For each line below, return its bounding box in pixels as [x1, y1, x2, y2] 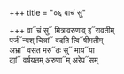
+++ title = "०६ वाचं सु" [9, 8, 87, 18]
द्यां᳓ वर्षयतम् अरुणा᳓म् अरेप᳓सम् [9, 55, 99, 65]
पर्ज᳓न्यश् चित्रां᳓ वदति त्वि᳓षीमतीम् [9, 35, 104, 45]
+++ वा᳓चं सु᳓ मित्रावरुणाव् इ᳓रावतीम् [9, 26, 115, 35]
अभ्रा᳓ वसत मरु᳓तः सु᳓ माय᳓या [9, 45, 95, 55]
